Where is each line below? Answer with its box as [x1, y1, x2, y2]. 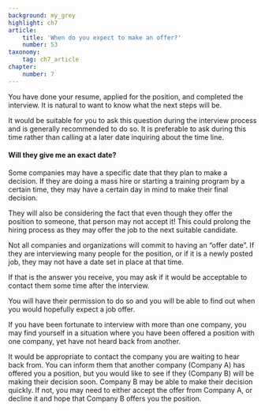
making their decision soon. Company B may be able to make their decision [8, 376, 253, 387]
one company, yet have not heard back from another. [8, 336, 181, 346]
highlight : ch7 [8, 19, 58, 27]
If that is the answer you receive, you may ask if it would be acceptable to [8, 272, 248, 282]
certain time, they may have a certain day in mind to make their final [8, 185, 229, 194]
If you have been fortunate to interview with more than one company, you [8, 319, 247, 329]
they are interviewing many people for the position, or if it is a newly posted [8, 248, 253, 258]
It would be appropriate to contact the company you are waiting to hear [8, 352, 240, 361]
